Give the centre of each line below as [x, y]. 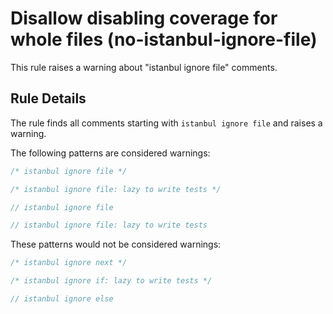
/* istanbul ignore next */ [69, 263]
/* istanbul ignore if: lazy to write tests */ [111, 281]
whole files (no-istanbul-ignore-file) [164, 39]
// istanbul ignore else [62, 299]
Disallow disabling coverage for [144, 18]
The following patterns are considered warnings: [110, 153]
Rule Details [48, 98]
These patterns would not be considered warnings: [116, 244]
